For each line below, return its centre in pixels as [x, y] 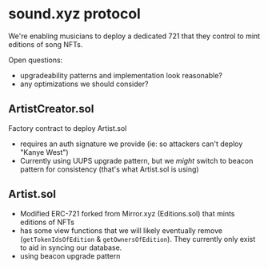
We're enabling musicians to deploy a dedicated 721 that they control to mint [134, 36]
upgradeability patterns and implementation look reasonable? [121, 75]
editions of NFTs [47, 222]
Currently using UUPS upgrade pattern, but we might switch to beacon [136, 160]
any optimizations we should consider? [84, 84]
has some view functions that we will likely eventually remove [121, 230]
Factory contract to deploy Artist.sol [68, 128]
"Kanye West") [44, 152]
